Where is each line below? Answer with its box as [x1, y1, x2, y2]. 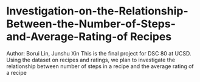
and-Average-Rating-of [6, 30, 128, 43]
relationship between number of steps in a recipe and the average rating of [6, 62, 195, 70]
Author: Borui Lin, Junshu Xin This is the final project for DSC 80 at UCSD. [6, 49, 191, 57]
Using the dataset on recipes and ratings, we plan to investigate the [6, 56, 175, 63]
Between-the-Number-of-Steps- [6, 17, 176, 31]
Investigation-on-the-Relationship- [6, 4, 188, 18]
